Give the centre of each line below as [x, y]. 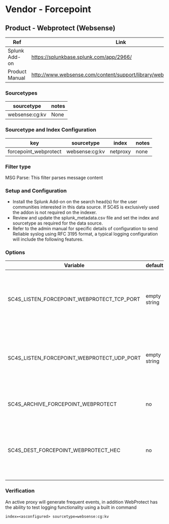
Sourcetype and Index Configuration [51, 130]
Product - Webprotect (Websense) [60, 28]
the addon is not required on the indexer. [55, 212]
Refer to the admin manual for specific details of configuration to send [85, 229]
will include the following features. [48, 239]
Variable [74, 266]
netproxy [120, 151]
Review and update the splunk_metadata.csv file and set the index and [86, 218]
